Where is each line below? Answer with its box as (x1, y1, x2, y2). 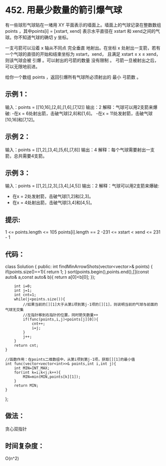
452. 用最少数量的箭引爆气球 (5, 4, 122, 16)
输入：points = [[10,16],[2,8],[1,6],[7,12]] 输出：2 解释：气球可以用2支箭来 (5, 104, 154, 110)
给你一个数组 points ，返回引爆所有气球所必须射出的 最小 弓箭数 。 (5, 74, 141, 80)
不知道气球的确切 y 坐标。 (18, 34, 71, 40)
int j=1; (14, 288, 32, 293)
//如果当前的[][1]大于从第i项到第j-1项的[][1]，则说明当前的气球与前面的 (23, 302, 158, 307)
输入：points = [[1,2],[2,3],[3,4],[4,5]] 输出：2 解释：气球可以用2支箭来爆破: (5, 183, 160, 189)
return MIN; (14, 383, 39, 388)
